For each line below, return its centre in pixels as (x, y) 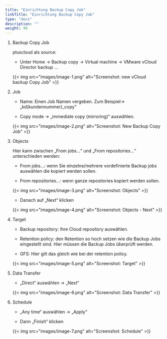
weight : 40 (16, 28)
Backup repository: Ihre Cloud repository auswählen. (74, 229)
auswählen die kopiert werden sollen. (58, 171)
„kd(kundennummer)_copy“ (48, 107)
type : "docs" (19, 19)
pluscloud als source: (34, 52)
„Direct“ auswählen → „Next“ (49, 283)
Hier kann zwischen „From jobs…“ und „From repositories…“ (74, 151)
